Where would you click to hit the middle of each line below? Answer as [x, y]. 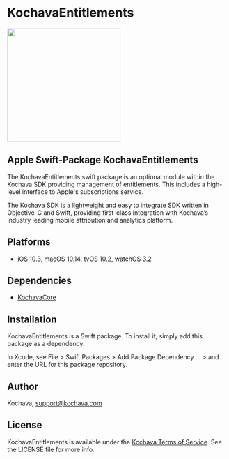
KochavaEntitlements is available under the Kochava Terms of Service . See [115, 442]
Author [23, 386]
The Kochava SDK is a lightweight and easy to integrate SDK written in [108, 205]
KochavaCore [37, 297]
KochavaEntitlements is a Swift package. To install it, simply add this [105, 336]
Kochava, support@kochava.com [55, 403]
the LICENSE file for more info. [51, 449]
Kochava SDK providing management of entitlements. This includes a [106, 184]
